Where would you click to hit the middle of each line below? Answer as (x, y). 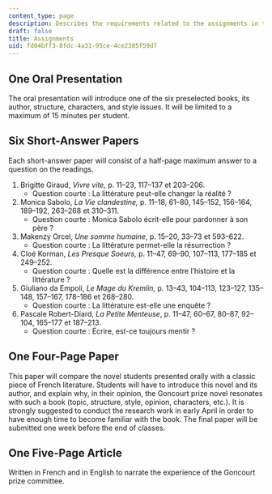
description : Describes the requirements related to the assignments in (134, 23)
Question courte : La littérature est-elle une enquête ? (121, 305)
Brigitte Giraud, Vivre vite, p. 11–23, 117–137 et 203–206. (112, 185)
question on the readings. (51, 169)
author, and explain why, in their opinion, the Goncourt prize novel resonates (136, 393)
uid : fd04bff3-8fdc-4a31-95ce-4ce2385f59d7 (83, 46)
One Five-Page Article (66, 453)
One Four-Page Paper (64, 357)
